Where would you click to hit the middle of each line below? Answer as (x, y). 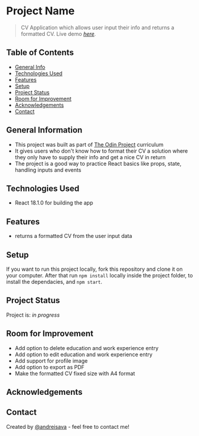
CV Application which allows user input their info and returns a (97, 27)
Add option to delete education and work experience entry (87, 348)
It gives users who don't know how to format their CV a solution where (101, 151)
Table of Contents (40, 53)
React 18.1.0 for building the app (54, 203)
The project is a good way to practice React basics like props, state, (98, 163)
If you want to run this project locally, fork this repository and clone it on (94, 269)
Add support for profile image (51, 361)
